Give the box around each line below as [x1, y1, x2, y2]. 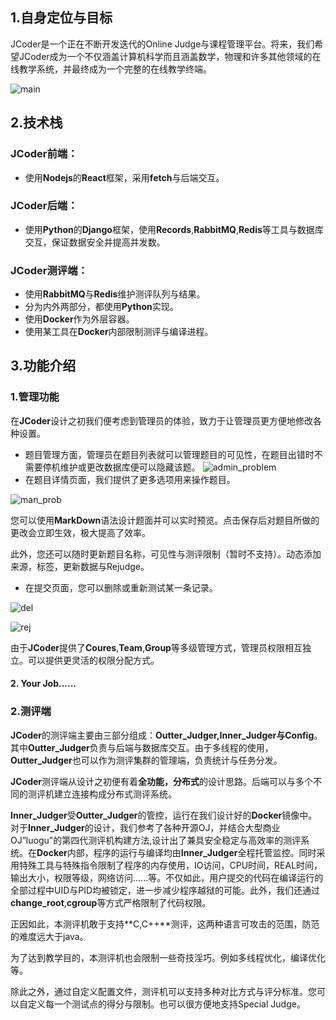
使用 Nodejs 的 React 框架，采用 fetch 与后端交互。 [24, 171, 225, 183]
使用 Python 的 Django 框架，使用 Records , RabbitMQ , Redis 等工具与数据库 [24, 223, 324, 235]
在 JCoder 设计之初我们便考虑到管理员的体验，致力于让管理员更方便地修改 [10, 414, 313, 427]
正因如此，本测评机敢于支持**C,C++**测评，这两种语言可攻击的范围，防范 [10, 918, 320, 930]
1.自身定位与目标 [10, 9, 113, 27]
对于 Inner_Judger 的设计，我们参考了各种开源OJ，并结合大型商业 [10, 821, 281, 833]
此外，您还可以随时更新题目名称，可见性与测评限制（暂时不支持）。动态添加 [10, 548, 322, 560]
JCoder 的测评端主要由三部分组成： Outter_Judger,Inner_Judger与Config [10, 729, 315, 741]
